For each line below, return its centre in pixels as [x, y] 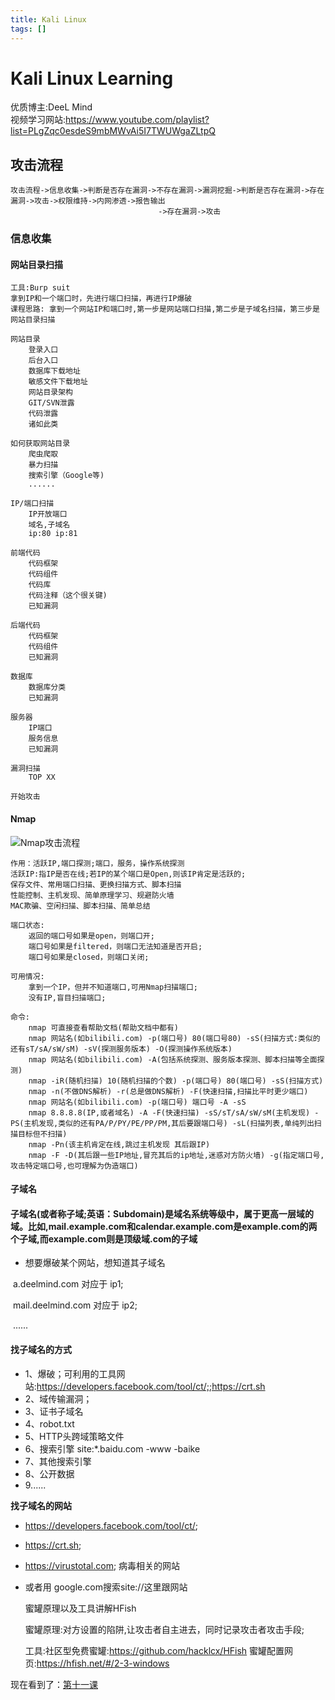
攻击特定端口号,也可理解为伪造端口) [74, 1166]
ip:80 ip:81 [53, 534]
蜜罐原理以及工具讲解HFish [80, 1608]
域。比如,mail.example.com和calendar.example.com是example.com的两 [164, 1226]
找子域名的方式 [41, 1349]
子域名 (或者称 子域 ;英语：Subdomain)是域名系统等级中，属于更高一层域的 [162, 1213]
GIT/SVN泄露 [51, 403]
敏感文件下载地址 [58, 382]
